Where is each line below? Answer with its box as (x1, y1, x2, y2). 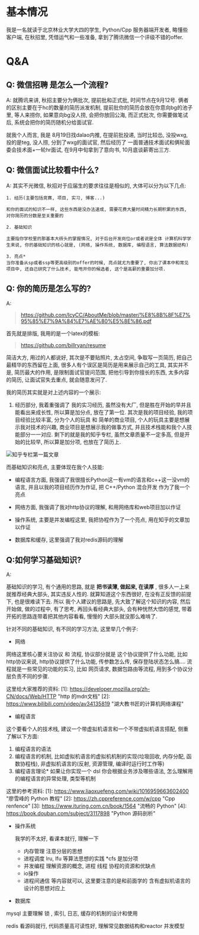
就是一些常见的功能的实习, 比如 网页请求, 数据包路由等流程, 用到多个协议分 (11, 665, 193, 673)
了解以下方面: (6, 733, 40, 740)
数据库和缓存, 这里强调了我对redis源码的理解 (14, 536, 124, 543)
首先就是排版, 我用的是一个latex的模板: (6, 329, 101, 337)
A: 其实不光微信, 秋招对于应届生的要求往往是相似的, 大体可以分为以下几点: (6, 182, 187, 189)
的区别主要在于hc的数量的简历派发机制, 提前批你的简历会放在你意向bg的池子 (6, 104, 193, 111)
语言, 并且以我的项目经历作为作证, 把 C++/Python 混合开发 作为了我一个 (14, 483, 190, 491)
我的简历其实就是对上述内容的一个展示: (6, 389, 102, 396)
